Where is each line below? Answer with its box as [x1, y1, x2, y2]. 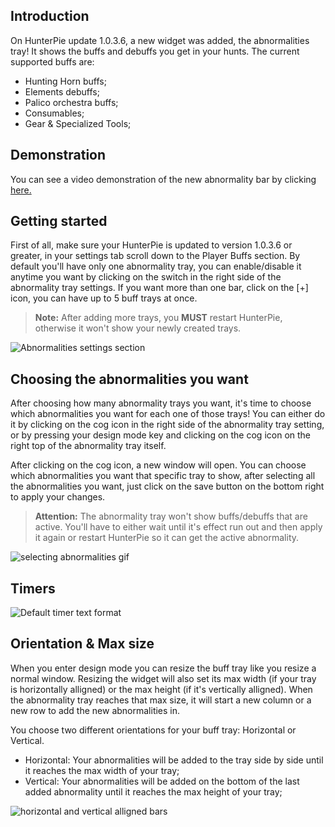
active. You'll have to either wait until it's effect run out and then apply [34, 521, 323, 533]
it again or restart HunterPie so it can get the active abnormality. [34, 532, 300, 544]
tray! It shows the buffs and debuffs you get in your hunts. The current [10, 45, 300, 57]
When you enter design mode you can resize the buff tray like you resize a [10, 662, 317, 674]
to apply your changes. [10, 491, 106, 503]
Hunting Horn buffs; [24, 75, 107, 87]
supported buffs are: [10, 55, 95, 68]
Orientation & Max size [10, 635, 155, 653]
